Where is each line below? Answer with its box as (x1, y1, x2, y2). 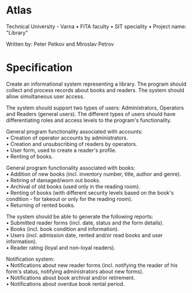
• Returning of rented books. (6, 202, 76, 209)
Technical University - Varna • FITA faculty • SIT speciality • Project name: (6, 23, 187, 30)
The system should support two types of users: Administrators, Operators (6, 104, 184, 111)
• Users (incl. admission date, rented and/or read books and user (6, 231, 163, 239)
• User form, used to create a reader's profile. (6, 146, 117, 154)
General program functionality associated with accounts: (6, 128, 143, 135)
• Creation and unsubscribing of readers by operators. (6, 140, 138, 147)
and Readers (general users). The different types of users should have (6, 110, 176, 117)
